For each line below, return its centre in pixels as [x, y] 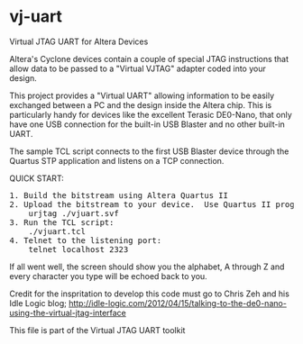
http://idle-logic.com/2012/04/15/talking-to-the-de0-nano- [178, 303]
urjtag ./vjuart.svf [73, 213]
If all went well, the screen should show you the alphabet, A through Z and [147, 267]
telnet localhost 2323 [78, 249]
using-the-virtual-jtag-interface [68, 312]
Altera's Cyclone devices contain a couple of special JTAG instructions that [149, 59]
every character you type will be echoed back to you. [108, 276]
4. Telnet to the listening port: [86, 240]
